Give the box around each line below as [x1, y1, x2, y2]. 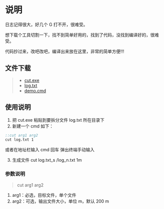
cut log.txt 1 [5, 137, 34, 142]
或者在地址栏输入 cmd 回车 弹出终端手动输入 [5, 147, 95, 153]
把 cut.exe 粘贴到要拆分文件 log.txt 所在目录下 [12, 117, 105, 123]
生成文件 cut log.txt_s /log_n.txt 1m [12, 157, 82, 163]
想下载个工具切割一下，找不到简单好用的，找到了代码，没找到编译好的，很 [5, 32, 155, 38]
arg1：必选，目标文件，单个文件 [12, 192, 77, 198]
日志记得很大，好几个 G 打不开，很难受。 [5, 21, 88, 27]
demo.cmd [24, 87, 46, 93]
